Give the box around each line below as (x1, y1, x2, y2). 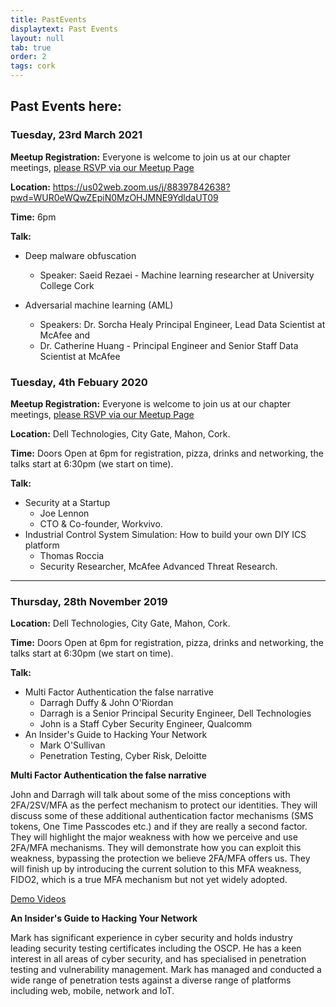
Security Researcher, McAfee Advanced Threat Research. (39, 560, 278, 572)
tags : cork (10, 61, 56, 71)
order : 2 (10, 52, 47, 62)
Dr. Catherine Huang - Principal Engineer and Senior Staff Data (39, 339, 299, 351)
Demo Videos (10, 893, 67, 905)
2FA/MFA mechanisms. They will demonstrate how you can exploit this (10, 842, 302, 854)
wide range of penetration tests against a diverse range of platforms (10, 974, 292, 986)
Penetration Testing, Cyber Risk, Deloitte (39, 750, 207, 762)
